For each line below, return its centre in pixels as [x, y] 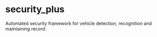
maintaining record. [26, 28]
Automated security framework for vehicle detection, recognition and [78, 23]
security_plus [35, 9]
